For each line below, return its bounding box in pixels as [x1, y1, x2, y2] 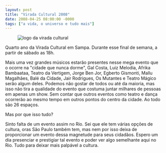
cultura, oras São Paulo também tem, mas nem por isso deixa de [5, 127, 138, 133]
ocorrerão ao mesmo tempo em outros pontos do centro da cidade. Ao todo [5, 97, 161, 103]
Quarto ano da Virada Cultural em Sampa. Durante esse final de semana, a [5, 44, 158, 50]
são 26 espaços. [5, 102, 39, 108]
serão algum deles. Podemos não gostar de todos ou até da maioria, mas [5, 81, 155, 87]
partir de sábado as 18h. [5, 50, 55, 56]
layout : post [5, 7, 32, 12]
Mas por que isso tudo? [5, 112, 54, 118]
